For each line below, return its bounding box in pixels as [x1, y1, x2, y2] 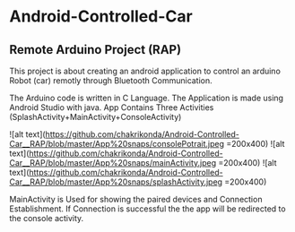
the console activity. [9, 213, 84, 223]
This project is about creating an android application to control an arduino [9, 65, 281, 76]
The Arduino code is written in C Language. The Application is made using [9, 92, 284, 103]
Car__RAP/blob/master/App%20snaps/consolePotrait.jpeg [9, 139, 224, 149]
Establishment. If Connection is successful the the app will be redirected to [9, 203, 286, 214]
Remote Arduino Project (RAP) [9, 42, 182, 57]
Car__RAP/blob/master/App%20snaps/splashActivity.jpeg [9, 176, 222, 187]
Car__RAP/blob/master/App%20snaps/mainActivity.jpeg [9, 158, 217, 168]
